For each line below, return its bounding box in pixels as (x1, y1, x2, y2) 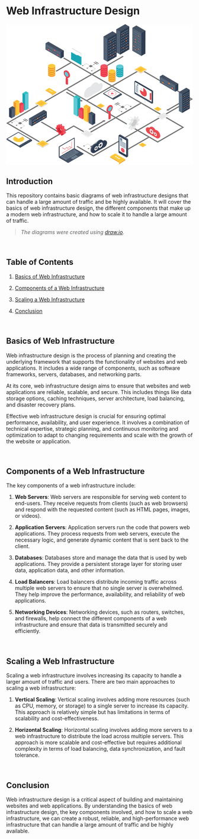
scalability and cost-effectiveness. (14, 715, 99, 722)
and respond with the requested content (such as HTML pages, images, (14, 506, 191, 513)
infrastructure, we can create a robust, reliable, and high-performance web (6, 815, 190, 822)
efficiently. (14, 627, 41, 635)
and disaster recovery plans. (6, 401, 76, 408)
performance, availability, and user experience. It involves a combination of (6, 419, 190, 426)
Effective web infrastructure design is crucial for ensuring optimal (6, 412, 166, 420)
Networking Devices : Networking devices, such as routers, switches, (14, 609, 185, 616)
